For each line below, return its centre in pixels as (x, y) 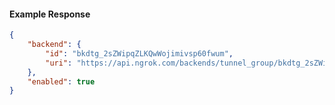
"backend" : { (54, 45)
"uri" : (59, 63)
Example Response (50, 14)
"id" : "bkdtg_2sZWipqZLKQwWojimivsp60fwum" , (139, 53)
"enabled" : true (61, 81)
